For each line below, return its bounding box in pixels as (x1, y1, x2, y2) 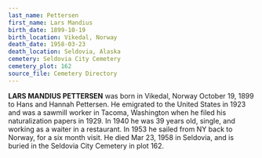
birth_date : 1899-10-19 (8, 26, 86, 34)
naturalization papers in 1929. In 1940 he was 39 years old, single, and (8, 116, 235, 125)
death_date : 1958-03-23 (8, 41, 86, 48)
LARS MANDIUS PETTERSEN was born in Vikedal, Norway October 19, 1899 (8, 91, 254, 100)
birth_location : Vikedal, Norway (8, 33, 118, 41)
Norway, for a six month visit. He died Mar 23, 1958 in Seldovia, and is (8, 132, 234, 142)
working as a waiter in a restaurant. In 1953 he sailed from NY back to (8, 124, 233, 134)
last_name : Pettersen (8, 11, 79, 20)
